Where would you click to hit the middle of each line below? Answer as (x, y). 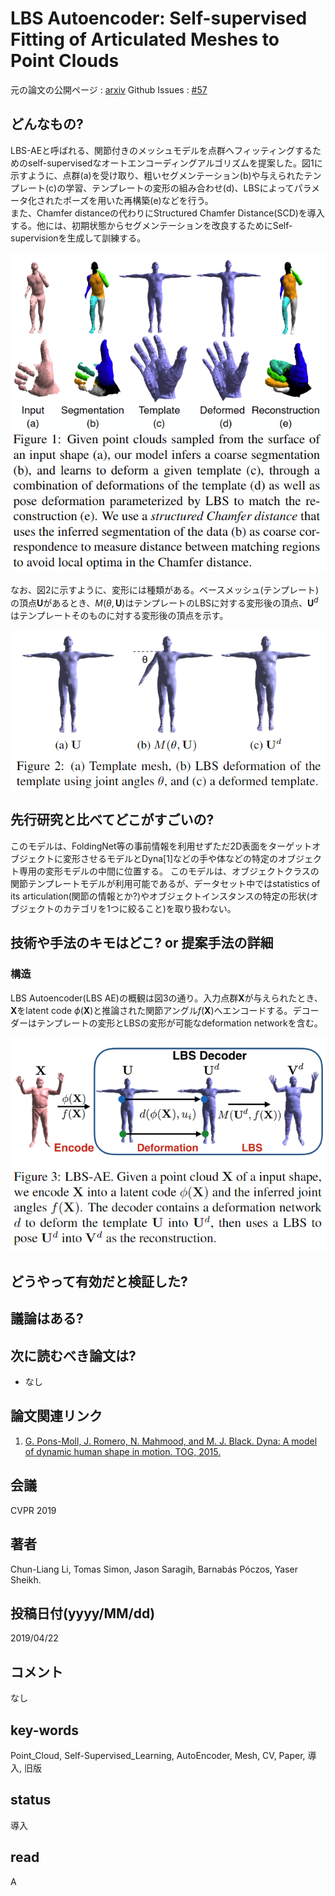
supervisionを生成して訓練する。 (78, 238)
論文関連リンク (56, 1416)
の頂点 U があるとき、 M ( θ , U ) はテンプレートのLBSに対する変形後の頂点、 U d (164, 602)
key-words (44, 1730)
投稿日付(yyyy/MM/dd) (83, 1613)
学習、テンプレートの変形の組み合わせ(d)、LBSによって (180, 188)
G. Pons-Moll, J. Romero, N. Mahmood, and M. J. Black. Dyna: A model (171, 1441)
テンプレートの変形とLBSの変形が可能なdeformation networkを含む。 (179, 1023)
